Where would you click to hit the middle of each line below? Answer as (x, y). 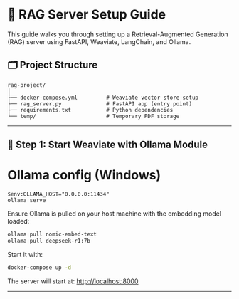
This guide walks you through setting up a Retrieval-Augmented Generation (118, 34)
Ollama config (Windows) (84, 175)
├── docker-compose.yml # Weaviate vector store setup (103, 98)
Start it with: (25, 254)
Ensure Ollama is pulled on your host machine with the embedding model (115, 214)
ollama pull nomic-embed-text (52, 234)
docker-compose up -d (39, 267)
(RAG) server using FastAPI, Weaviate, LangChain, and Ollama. (99, 41)
